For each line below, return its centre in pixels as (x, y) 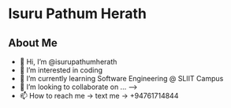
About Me (33, 43)
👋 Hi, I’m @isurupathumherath (68, 61)
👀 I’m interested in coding (61, 70)
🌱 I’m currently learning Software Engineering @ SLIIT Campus (121, 78)
